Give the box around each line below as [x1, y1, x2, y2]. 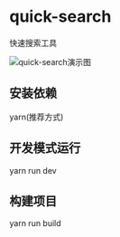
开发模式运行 [9, 140, 81, 156]
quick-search [9, 6, 112, 27]
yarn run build [9, 218, 61, 229]
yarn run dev [9, 165, 57, 175]
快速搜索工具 [9, 37, 57, 48]
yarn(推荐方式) [9, 111, 64, 122]
